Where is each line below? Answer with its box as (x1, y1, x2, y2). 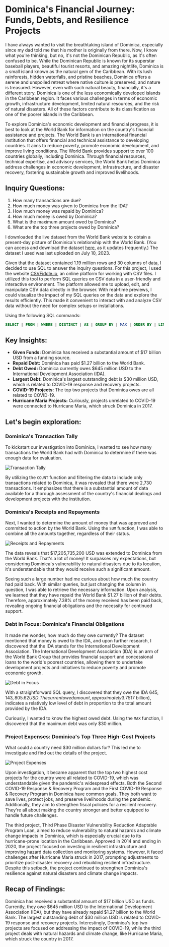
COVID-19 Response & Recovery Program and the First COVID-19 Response (5, 786, 162, 792)
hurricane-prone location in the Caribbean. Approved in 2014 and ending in (5, 838, 161, 844)
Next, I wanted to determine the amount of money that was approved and (5, 520, 157, 526)
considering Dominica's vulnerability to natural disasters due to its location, (5, 561, 161, 567)
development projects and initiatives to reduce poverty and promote (5, 664, 146, 670)
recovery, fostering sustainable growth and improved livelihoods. (5, 169, 140, 175)
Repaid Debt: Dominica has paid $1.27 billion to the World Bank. (12, 360, 145, 366)
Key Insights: (5, 336, 48, 345)
